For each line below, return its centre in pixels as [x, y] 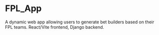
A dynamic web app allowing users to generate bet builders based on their [80, 22]
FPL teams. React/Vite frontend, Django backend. [55, 27]
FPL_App [23, 9]
